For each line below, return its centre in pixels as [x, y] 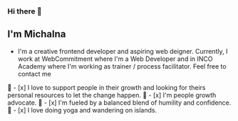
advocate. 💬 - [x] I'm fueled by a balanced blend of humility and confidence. [119, 103]
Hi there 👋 [25, 11]
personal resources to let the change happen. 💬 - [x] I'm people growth [112, 95]
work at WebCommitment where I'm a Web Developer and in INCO [115, 59]
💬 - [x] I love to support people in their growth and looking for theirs [107, 87]
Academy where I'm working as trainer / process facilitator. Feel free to [122, 66]
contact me [34, 74]
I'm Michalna [37, 34]
